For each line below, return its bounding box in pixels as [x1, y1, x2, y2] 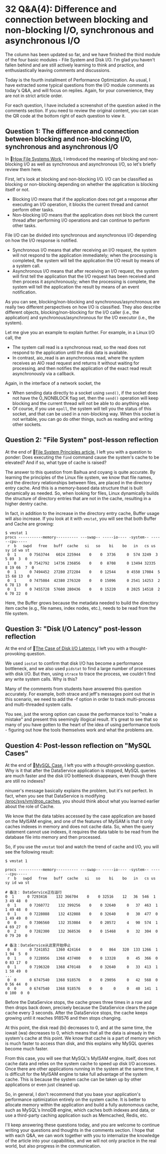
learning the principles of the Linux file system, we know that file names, [5, 474, 153, 480]
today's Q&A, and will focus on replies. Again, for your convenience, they [5, 87, 154, 93]
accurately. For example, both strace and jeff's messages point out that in [5, 691, 155, 697]
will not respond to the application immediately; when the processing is [12, 252, 157, 258]
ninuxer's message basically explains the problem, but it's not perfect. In [5, 788, 153, 794]
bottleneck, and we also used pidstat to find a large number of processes [5, 666, 156, 672]
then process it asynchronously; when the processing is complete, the [12, 279, 156, 285]
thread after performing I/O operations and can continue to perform [12, 217, 150, 223]
